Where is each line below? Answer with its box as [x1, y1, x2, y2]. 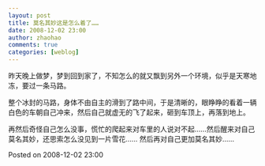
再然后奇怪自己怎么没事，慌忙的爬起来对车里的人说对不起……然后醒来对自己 [8, 124, 256, 134]
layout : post [8, 11, 51, 20]
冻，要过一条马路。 [8, 81, 71, 90]
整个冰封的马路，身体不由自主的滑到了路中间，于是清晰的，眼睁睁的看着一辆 [8, 98, 257, 107]
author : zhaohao [8, 33, 62, 42]
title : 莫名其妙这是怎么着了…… [8, 19, 99, 27]
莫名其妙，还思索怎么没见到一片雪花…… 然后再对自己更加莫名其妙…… [8, 134, 235, 143]
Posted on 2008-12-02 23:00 [8, 150, 104, 159]
